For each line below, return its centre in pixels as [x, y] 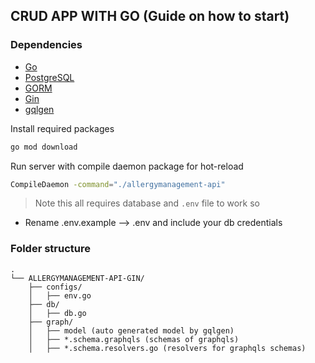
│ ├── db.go [57, 313]
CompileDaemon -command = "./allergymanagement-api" [118, 184]
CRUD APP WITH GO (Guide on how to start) [150, 16]
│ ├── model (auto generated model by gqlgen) [131, 330]
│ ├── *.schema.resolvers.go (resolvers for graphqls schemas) [167, 348]
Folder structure [50, 249]
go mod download [44, 147]
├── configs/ [55, 287]
